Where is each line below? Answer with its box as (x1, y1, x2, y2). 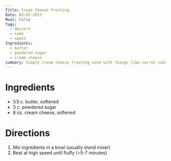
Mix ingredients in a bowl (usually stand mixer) (12, 144, 110, 151)
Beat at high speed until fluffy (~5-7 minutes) (12, 150, 107, 156)
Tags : (5, 21, 17, 27)
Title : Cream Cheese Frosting (5, 7, 70, 13)
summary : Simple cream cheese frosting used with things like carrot (5, 60, 156, 65)
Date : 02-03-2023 (5, 12, 42, 17)
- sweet (10, 36, 26, 41)
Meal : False (5, 17, 31, 22)
